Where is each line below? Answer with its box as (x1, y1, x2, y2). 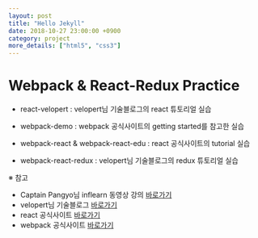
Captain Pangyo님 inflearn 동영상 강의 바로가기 (19, 190, 172, 200)
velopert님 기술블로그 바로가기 (19, 200, 117, 210)
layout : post (8, 11, 53, 20)
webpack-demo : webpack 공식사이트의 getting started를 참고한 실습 (19, 122, 245, 132)
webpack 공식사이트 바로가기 (19, 220, 114, 230)
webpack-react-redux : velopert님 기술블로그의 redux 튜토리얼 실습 (19, 156, 239, 165)
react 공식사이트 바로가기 (19, 211, 101, 220)
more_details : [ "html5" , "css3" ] (8, 42, 121, 50)
